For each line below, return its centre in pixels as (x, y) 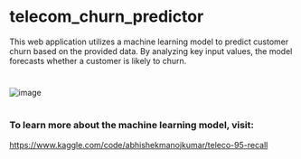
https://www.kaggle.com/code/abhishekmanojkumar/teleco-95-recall (139, 145)
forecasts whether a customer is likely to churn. (98, 61)
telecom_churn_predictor (107, 17)
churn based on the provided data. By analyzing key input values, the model (151, 51)
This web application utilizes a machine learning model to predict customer (149, 42)
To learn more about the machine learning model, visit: (132, 126)
